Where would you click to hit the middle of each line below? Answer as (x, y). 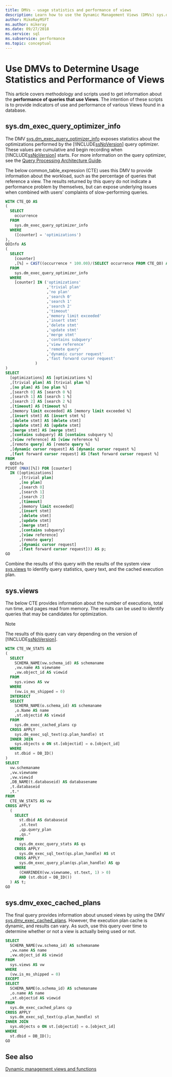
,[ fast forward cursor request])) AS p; (62, 549)
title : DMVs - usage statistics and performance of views (68, 10)
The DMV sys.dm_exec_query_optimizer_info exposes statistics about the (83, 138)
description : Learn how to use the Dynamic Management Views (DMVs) (80, 15)
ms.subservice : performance (35, 39)
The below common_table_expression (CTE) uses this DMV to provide (79, 170)
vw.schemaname (25, 768)
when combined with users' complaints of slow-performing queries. (77, 192)
